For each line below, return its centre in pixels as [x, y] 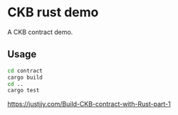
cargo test [23, 91]
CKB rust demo [53, 12]
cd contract [25, 71]
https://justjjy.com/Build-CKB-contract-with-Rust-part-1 [89, 104]
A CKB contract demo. [40, 32]
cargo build [25, 77]
